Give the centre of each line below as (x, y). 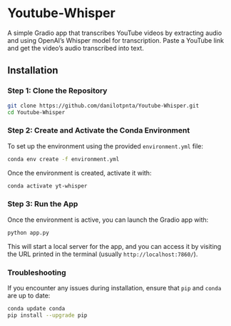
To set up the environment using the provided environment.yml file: (106, 146)
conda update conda (36, 308)
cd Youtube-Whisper (36, 112)
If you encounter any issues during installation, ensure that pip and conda (114, 287)
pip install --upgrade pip (47, 315)
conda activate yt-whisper (47, 186)
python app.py (29, 233)
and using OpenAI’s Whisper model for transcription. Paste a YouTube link (116, 40)
